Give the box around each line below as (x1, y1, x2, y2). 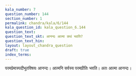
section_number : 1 (5, 16, 42, 21)
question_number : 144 (5, 12, 49, 16)
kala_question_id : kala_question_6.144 (5, 25, 86, 30)
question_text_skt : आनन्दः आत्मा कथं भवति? (5, 34, 84, 39)
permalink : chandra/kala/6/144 (5, 20, 68, 26)
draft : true (5, 47, 29, 52)
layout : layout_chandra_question (5, 43, 73, 48)
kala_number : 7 (5, 7, 36, 12)
